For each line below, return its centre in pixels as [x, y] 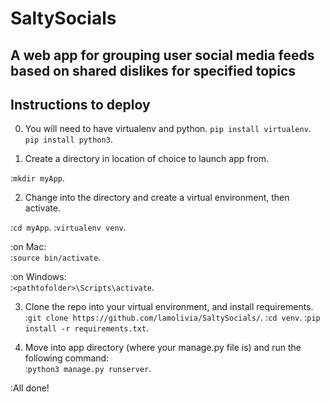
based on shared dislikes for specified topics [153, 70]
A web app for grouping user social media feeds [162, 55]
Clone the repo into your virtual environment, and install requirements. [169, 307]
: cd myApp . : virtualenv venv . [68, 228]
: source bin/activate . [56, 258]
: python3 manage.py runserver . [88, 369]
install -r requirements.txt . [87, 328]
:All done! [30, 388]
